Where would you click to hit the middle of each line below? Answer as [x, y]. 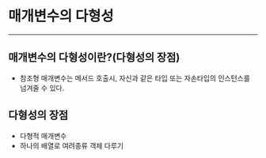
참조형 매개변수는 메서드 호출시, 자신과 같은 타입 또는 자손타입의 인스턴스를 [135, 78]
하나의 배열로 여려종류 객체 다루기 [72, 145]
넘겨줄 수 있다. [42, 88]
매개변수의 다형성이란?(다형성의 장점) [94, 57]
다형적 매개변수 [43, 136]
